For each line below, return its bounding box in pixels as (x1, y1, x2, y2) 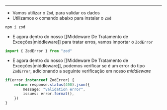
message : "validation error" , (23, 87, 85, 92)
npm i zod (5, 25, 26, 30)
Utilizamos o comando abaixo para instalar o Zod (12, 15, 112, 21)
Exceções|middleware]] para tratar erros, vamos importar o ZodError (12, 39, 153, 45)
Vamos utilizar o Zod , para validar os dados (12, 10, 100, 15)
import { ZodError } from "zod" (5, 48, 72, 54)
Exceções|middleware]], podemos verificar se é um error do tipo (12, 62, 145, 68)
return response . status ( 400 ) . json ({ (14, 82, 90, 87)
